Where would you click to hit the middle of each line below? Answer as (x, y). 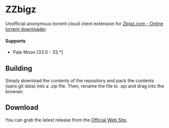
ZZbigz (21, 9)
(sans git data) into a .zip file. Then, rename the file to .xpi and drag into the (85, 86)
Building (19, 68)
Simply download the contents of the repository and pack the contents (80, 80)
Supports (15, 41)
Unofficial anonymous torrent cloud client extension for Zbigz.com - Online (84, 24)
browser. (15, 91)
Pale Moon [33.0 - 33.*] (38, 52)
